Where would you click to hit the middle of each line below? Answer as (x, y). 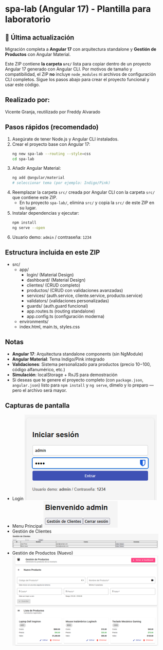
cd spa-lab (23, 159)
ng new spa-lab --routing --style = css (51, 154)
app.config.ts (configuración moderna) (65, 316)
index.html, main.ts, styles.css (50, 327)
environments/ (34, 321)
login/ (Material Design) (50, 274)
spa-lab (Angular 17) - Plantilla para (78, 9)
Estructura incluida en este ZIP (53, 253)
